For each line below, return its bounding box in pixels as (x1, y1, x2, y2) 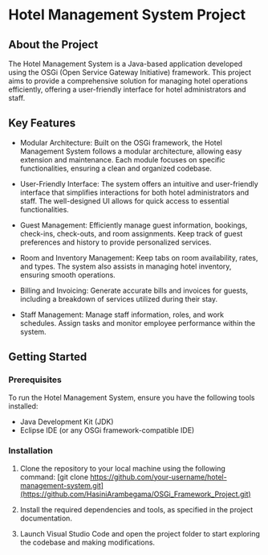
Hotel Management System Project (8, 6, 246, 24)
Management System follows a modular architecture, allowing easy (19, 146, 242, 156)
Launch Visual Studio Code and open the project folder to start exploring (19, 528, 261, 538)
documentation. (19, 513, 72, 523)
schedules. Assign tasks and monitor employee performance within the (19, 318, 255, 327)
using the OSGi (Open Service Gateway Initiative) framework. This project (8, 68, 251, 77)
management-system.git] (19, 480, 104, 490)
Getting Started (8, 350, 87, 364)
